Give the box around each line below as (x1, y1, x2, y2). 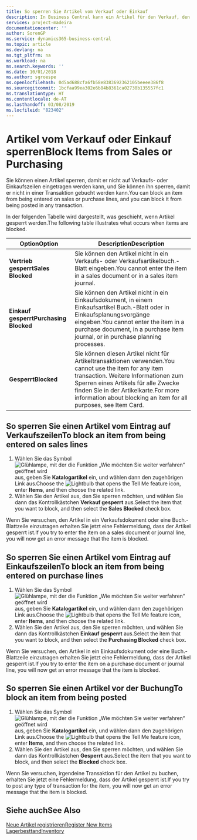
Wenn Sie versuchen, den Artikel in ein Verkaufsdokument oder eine (6, 516, 171, 524)
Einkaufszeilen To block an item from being (6, 561, 165, 571)
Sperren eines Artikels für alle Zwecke (74, 379, 180, 387)
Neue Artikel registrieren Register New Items (6, 821, 113, 828)
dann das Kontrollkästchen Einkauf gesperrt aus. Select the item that (14, 630, 181, 637)
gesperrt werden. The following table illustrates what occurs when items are (6, 219, 189, 226)
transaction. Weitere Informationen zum (74, 372, 184, 380)
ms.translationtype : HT (6, 91, 64, 96)
